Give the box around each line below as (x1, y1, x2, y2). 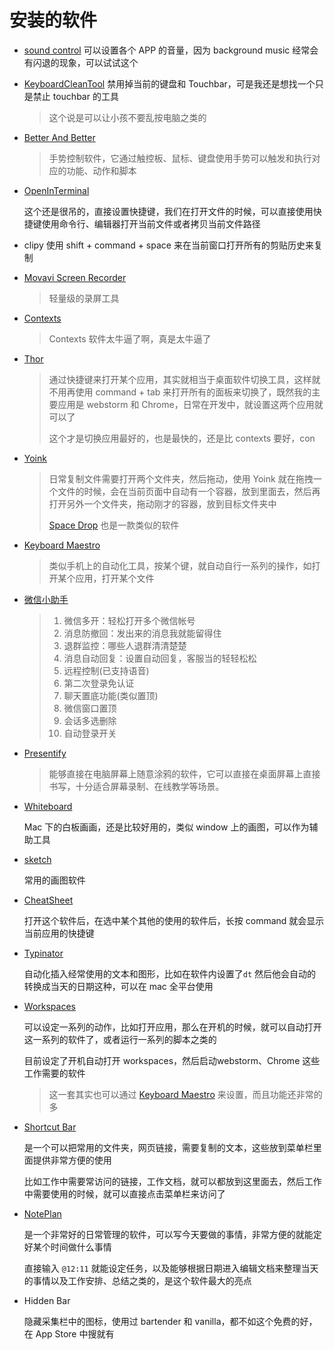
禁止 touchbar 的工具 (32, 90, 119, 102)
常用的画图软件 (23, 874, 86, 886)
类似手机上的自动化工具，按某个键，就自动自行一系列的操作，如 (48, 559, 312, 571)
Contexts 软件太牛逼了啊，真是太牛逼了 (48, 332, 212, 345)
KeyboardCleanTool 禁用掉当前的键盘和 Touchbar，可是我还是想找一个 (23, 77, 316, 90)
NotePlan (23, 1207, 62, 1220)
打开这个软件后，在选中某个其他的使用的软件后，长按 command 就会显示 (23, 914, 325, 926)
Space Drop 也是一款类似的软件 (48, 519, 180, 531)
